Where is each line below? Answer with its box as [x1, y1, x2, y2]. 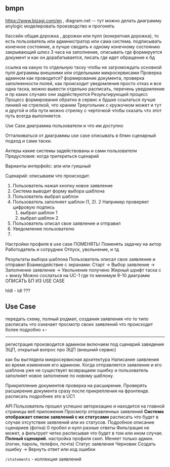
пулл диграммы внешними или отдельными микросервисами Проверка [5, 70, 162, 76]
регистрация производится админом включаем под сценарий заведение [5, 341, 164, 347]
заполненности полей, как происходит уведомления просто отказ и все [5, 80, 162, 86]
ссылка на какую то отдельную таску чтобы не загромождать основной [5, 64, 162, 70]
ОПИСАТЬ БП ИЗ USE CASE [5, 278, 65, 284]
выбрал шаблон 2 [20, 215, 59, 221]
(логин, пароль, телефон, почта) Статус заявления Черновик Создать [5, 441, 156, 447]
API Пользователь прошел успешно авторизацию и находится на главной [5, 403, 165, 409]
